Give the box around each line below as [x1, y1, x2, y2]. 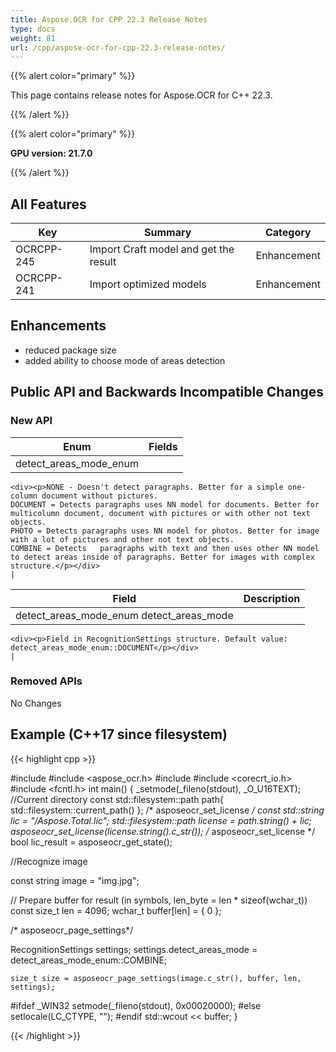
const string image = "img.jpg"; [10, 874, 140, 886]
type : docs [10, 24, 56, 34]
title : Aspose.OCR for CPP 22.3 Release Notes [10, 14, 208, 25]
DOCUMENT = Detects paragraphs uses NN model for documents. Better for [10, 499, 320, 510]
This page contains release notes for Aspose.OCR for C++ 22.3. [10, 89, 273, 101]
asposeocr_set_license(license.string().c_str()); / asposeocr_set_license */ [10, 825, 316, 837]
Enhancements [10, 317, 107, 335]
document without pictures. [41, 491, 159, 501]
